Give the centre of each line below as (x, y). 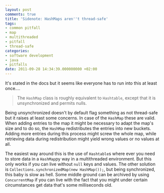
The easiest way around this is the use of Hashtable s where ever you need (80, 154)
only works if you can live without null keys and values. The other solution (80, 164)
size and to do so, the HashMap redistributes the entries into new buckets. (78, 128)
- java (12, 60)
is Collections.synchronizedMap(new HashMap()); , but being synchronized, (80, 169)
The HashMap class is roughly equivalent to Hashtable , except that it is (86, 98)
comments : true (21, 14)
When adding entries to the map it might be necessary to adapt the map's (79, 123)
